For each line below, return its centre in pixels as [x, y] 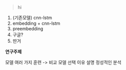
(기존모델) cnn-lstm [32, 18]
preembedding [28, 29]
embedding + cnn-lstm [36, 23]
